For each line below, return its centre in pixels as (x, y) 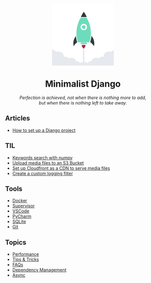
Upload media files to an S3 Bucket (48, 163)
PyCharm (22, 216)
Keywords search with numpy (42, 158)
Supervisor (23, 206)
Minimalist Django (83, 84)
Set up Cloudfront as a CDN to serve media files (61, 168)
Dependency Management (39, 270)
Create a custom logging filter (42, 173)
